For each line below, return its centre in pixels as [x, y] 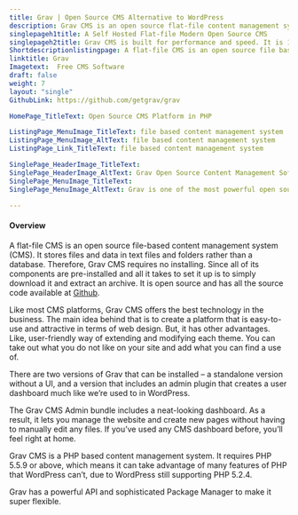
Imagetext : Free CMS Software [67, 67]
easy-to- [266, 319]
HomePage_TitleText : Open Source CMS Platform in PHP [111, 116]
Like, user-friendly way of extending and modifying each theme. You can [142, 337]
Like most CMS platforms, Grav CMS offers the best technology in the [137, 309]
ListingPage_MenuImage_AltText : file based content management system [142, 140]
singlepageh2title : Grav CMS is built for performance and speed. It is [146, 42]
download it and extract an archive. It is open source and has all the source [146, 283]
